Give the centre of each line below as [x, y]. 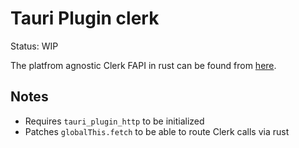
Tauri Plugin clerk [85, 18]
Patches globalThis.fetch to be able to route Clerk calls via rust [157, 131]
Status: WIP [34, 46]
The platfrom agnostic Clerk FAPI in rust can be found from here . [143, 65]
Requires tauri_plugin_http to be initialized [114, 121]
